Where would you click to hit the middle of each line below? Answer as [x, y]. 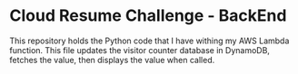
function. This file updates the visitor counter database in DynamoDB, [140, 50]
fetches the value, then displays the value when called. [112, 60]
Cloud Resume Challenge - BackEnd [148, 16]
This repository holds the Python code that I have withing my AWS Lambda [149, 41]
